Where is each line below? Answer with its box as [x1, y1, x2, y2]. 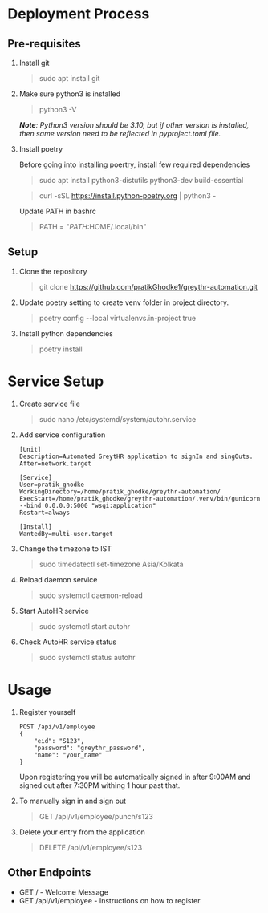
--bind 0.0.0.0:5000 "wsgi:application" [18, 501, 156, 509]
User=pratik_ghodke [18, 481, 85, 489]
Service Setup [7, 372, 104, 390]
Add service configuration [18, 430, 106, 440]
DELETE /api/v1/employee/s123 [39, 842, 143, 852]
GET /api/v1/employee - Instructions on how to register [18, 895, 201, 905]
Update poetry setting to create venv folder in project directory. [18, 298, 229, 307]
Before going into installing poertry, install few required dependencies [18, 160, 250, 169]
